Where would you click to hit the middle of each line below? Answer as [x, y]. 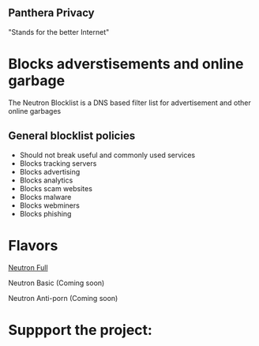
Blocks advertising [50, 171]
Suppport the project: [80, 330]
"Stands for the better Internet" [59, 32]
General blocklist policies [72, 136]
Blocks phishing [45, 213]
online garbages [35, 111]
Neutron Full [28, 267]
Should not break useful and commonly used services [107, 155]
